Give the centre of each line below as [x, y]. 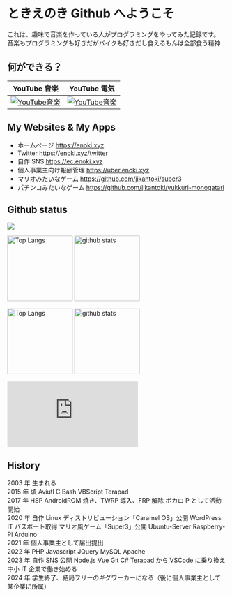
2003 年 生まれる [32, 483]
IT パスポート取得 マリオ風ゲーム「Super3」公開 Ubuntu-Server [99, 526]
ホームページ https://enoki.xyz [61, 145]
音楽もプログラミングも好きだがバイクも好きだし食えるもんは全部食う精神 [114, 43]
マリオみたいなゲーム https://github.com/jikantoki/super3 [100, 179]
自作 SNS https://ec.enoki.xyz [60, 161]
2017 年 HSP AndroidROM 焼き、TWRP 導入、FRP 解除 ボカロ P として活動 [114, 501]
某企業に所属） [29, 587]
